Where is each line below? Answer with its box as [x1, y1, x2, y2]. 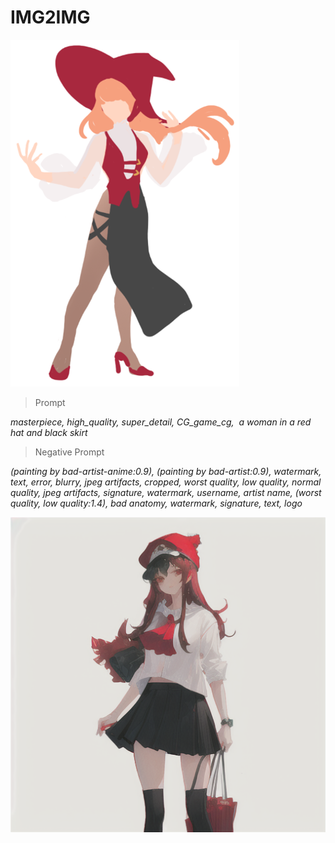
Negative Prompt [34, 446, 105, 458]
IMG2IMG [10, 6, 91, 29]
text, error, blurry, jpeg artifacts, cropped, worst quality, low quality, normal [10, 476, 322, 488]
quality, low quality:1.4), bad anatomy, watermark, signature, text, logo [10, 497, 303, 509]
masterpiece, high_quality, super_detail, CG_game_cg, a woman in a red [10, 416, 312, 428]
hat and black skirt [10, 426, 88, 438]
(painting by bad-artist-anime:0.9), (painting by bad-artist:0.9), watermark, [10, 465, 322, 477]
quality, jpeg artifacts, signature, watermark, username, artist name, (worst [10, 486, 322, 498]
